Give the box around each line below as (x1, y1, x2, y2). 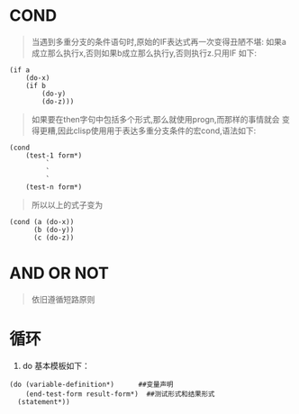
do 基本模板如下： (22, 360, 90, 371)
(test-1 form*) (25, 150, 83, 160)
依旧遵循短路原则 (31, 293, 95, 304)
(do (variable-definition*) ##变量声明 (9, 380, 174, 389)
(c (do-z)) (32, 233, 75, 242)
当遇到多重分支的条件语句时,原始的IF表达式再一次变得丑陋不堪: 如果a (31, 36, 286, 47)
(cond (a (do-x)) (9, 217, 75, 226)
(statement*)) (17, 397, 70, 406)
